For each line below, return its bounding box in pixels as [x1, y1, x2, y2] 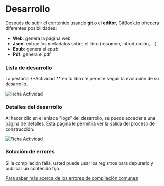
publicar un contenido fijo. [5, 165, 61, 171]
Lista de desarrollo [5, 64, 52, 71]
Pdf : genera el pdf [12, 51, 51, 57]
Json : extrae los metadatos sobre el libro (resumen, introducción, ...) [12, 40, 157, 46]
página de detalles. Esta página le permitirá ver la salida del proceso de [5, 120, 155, 127]
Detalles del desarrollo [5, 104, 62, 111]
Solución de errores [5, 148, 55, 156]
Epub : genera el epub [12, 46, 59, 52]
